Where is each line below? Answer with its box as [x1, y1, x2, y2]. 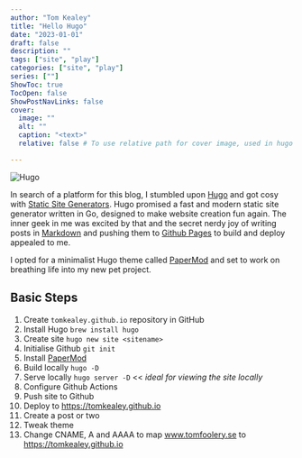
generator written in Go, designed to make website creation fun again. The [10, 208, 287, 219]
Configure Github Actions [23, 380, 118, 392]
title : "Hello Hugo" [10, 22, 88, 31]
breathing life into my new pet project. [10, 263, 151, 275]
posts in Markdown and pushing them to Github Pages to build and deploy [10, 227, 286, 238]
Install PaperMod [23, 353, 87, 363]
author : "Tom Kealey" [10, 13, 92, 23]
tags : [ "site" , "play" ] [10, 55, 100, 64]
